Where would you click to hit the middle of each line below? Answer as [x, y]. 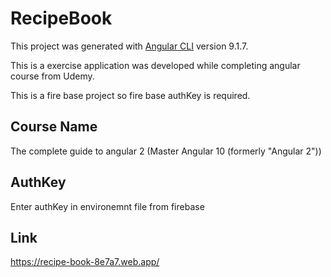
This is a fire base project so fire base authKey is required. [130, 95]
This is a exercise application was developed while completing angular [155, 65]
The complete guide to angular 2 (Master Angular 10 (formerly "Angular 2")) [166, 151]
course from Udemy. [52, 76]
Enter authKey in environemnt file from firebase [107, 206]
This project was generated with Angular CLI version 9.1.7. [129, 46]
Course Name [54, 127]
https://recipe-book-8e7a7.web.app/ [85, 262]
